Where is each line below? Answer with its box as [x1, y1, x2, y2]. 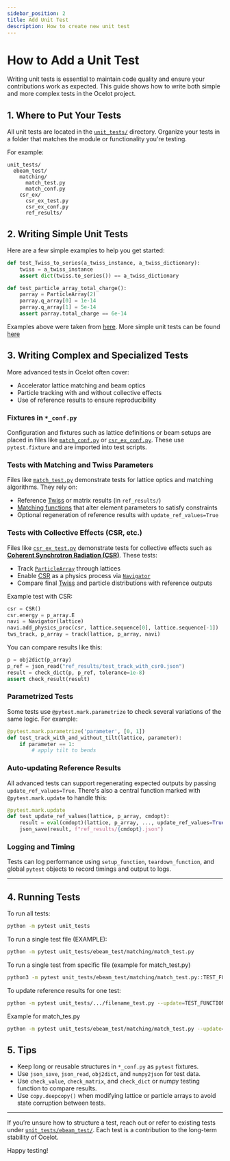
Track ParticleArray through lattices [16, 564, 121, 573]
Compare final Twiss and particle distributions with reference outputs [16, 579, 213, 587]
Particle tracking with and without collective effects [16, 388, 162, 396]
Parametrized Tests [7, 692, 74, 702]
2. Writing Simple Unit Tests [7, 228, 129, 240]
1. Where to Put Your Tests [7, 109, 122, 121]
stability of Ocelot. [7, 1133, 60, 1142]
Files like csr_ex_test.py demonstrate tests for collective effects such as [7, 543, 212, 552]
